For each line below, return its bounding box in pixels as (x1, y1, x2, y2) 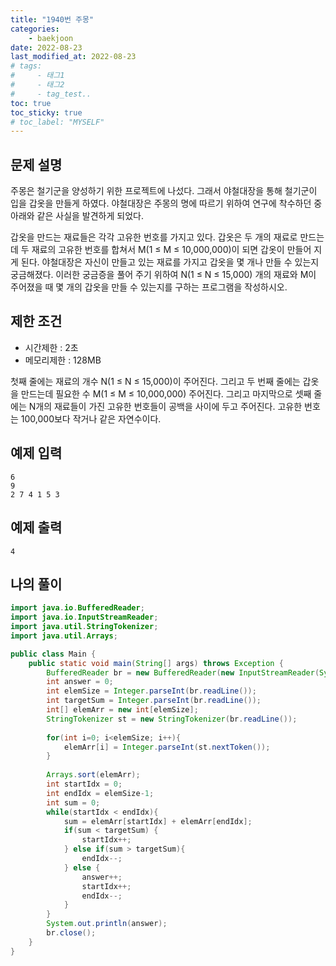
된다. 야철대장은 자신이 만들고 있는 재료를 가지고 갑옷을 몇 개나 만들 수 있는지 (20, 256, 320, 268)
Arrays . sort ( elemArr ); (46, 770, 141, 780)
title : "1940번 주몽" (10, 14, 95, 25)
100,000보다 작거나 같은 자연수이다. (20, 412, 162, 425)
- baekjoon (28, 33, 74, 43)
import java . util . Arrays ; (10, 631, 118, 641)
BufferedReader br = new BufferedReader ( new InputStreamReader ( (46, 667, 320, 678)
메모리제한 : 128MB (24, 354, 102, 366)
